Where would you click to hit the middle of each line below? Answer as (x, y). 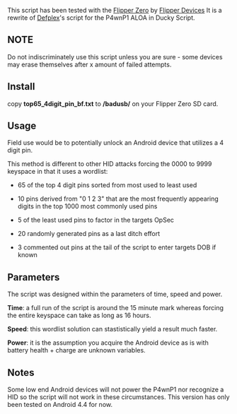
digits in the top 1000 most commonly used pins (87, 206)
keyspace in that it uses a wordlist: (58, 172)
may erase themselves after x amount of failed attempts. (89, 64)
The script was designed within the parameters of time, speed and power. (115, 294)
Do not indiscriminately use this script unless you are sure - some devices (115, 57)
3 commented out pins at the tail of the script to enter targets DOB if (117, 247)
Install (21, 87)
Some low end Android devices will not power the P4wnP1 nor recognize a (116, 390)
